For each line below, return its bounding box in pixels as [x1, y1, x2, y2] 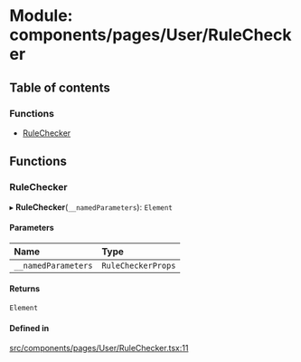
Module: [9, 5, 73, 26]
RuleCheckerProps [101, 260, 176, 271]
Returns [9, 283, 41, 294]
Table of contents [9, 80, 110, 95]
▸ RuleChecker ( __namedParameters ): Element [9, 201, 174, 213]
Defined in [9, 322, 50, 333]
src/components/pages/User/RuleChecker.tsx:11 [9, 343, 189, 354]
